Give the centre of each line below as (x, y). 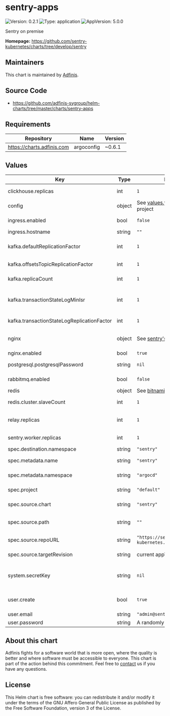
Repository (38, 139)
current (145, 554)
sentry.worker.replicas (35, 438)
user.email (20, 614)
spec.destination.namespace (42, 449)
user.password (26, 622)
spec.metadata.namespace (40, 475)
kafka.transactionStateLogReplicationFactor (60, 321)
